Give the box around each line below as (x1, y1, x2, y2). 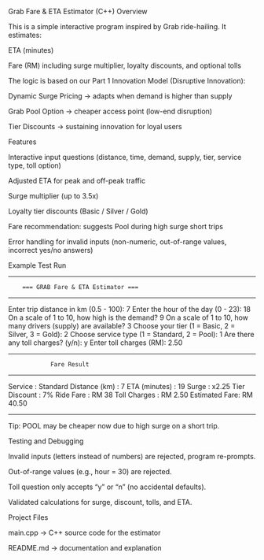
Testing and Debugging (8, 436, 84, 446)
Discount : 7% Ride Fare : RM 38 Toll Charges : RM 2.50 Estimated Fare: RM (8, 390, 253, 399)
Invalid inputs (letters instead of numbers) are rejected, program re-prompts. (8, 452, 256, 461)
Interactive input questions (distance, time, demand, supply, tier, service (8, 153, 242, 161)
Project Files (8, 513, 49, 522)
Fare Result (49, 361, 90, 369)
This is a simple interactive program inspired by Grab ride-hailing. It (8, 22, 226, 31)
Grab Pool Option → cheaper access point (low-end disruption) (8, 106, 213, 116)
